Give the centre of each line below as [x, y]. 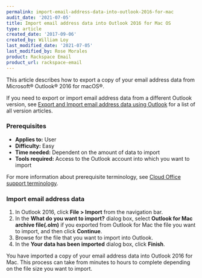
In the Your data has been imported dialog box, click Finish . [90, 244]
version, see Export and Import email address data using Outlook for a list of [101, 104]
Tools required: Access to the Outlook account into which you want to [102, 158]
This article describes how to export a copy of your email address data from [100, 80]
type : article [24, 29]
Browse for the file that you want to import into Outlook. [84, 238]
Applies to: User [36, 139]
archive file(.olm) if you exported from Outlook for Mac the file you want [105, 225]
